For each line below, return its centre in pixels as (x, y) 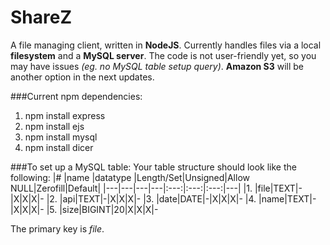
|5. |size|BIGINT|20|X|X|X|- (102, 209)
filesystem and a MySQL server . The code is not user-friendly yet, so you (163, 55)
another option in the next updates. (82, 77)
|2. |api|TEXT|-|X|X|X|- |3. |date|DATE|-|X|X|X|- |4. (151, 198)
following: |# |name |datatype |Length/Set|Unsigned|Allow (130, 177)
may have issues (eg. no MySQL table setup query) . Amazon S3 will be (157, 66)
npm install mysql (61, 137)
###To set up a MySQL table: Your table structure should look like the (153, 167)
